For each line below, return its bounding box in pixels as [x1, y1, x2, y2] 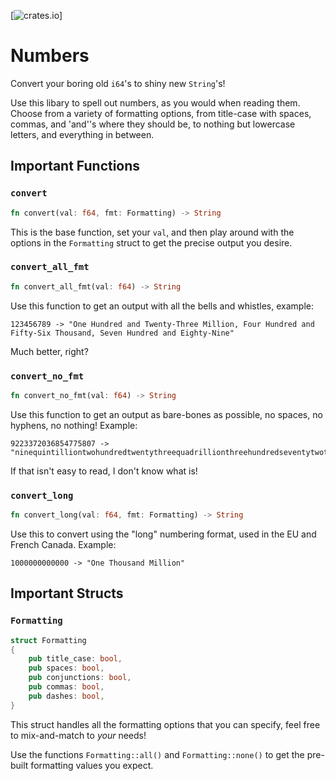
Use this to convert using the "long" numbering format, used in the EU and [10, 528, 317, 540]
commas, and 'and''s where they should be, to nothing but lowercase [10, 118, 296, 130]
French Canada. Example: [10, 539, 117, 551]
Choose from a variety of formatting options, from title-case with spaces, [10, 107, 312, 119]
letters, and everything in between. [10, 128, 155, 140]
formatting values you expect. [30, 759, 154, 771]
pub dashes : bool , [28, 691, 105, 701]
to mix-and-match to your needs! [10, 729, 147, 741]
